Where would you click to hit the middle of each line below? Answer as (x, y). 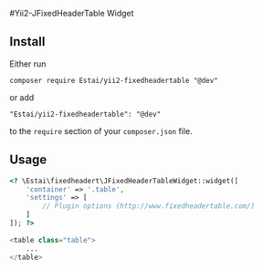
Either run (28, 64)
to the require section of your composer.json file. (101, 130)
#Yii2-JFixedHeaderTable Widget (72, 13)
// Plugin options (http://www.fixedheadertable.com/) (149, 206)
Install (27, 42)
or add (22, 97)
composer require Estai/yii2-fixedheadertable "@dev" (114, 80)
